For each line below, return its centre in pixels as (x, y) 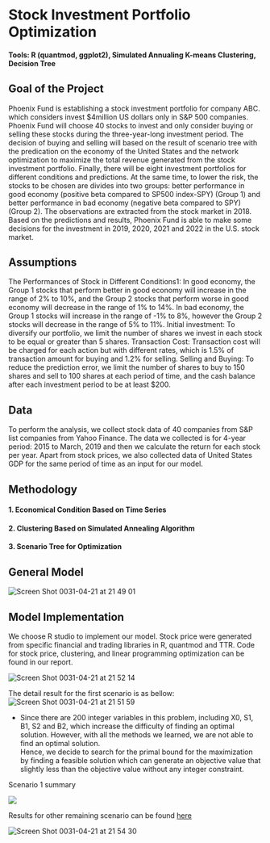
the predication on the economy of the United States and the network (124, 151)
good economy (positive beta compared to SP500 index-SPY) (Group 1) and (134, 194)
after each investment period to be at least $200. (89, 384)
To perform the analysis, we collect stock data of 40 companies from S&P (131, 430)
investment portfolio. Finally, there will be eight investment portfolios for (127, 168)
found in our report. (41, 662)
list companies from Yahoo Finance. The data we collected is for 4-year (127, 438)
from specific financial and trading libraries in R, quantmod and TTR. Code (132, 645)
